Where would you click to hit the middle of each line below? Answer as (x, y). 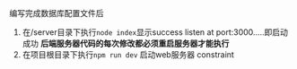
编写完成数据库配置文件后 (57, 13)
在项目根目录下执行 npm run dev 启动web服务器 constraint (128, 55)
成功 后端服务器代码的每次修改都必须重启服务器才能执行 (126, 43)
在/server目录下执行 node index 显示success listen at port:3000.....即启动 (155, 32)
